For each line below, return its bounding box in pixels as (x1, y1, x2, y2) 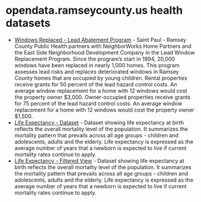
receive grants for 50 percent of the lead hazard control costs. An (14, 80, 178, 88)
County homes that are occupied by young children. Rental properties (14, 74, 188, 82)
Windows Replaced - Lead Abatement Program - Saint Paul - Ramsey (14, 36, 187, 43)
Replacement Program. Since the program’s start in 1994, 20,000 (14, 55, 175, 62)
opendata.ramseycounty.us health (5, 4, 183, 17)
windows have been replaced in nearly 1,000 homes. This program (14, 61, 180, 69)
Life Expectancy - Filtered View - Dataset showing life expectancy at (14, 157, 185, 164)
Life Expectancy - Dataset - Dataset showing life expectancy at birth (14, 119, 184, 126)
